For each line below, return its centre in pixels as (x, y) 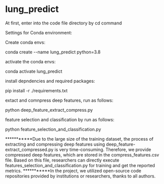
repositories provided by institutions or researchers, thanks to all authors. (81, 176)
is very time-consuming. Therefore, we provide (103, 149)
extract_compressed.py (29, 149)
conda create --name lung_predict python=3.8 (53, 52)
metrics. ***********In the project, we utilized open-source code (73, 171)
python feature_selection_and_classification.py (53, 129)
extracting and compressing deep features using (55, 144)
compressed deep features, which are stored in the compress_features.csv (82, 155)
